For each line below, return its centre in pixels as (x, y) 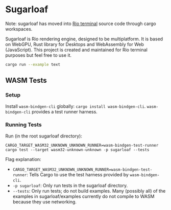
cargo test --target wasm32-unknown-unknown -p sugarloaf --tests (77, 150)
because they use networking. (44, 202)
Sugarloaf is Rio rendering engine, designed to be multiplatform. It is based (84, 39)
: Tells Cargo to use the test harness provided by (78, 174)
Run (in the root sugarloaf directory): (44, 136)
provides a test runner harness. (65, 111)
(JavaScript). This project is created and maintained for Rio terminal (77, 50)
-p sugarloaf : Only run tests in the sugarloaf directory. (70, 185)
